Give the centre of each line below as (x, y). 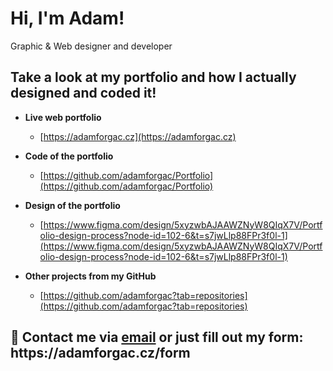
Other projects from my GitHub (90, 276)
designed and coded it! (83, 93)
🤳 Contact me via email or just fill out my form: (157, 337)
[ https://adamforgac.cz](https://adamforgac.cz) (138, 136)
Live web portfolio (63, 117)
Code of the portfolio (69, 156)
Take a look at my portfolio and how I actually (153, 77)
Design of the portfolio (72, 205)
